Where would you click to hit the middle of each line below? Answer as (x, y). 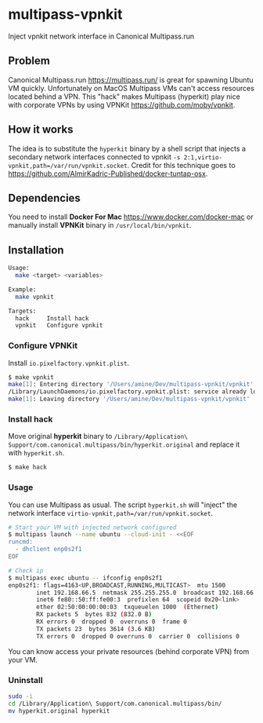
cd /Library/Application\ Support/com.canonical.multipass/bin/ (115, 703)
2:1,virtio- (203, 157)
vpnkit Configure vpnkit (59, 326)
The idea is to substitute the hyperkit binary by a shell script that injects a (127, 148)
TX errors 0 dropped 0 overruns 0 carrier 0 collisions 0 (138, 636)
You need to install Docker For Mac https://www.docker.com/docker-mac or (131, 217)
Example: (22, 289)
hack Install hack (52, 318)
